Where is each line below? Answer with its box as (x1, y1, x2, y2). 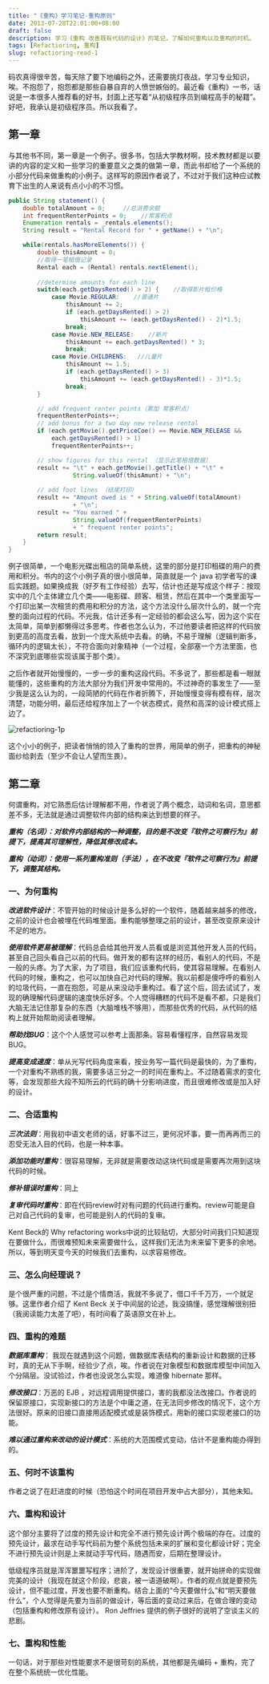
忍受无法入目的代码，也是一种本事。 (8, 1139, 128, 1148)
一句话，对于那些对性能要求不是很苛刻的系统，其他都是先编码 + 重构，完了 (8, 1658, 256, 1667)
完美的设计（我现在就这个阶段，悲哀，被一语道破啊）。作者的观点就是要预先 (8, 1575, 258, 1585)
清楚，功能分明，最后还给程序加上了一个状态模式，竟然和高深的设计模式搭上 (8, 698, 261, 708)
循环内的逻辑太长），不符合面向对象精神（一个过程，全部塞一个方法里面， (8, 642, 251, 651)
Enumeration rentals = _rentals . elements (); (22, 219, 174, 227)
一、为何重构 (8, 885, 58, 897)
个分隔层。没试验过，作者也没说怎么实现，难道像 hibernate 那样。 (8, 1370, 227, 1380)
